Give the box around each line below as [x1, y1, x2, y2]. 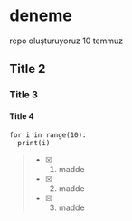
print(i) [17, 139, 51, 148]
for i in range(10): [9, 131, 88, 140]
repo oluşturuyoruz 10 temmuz [9, 35, 124, 46]
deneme [9, 5, 72, 26]
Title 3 [9, 88, 38, 101]
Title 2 [9, 61, 46, 77]
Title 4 [9, 110, 34, 122]
